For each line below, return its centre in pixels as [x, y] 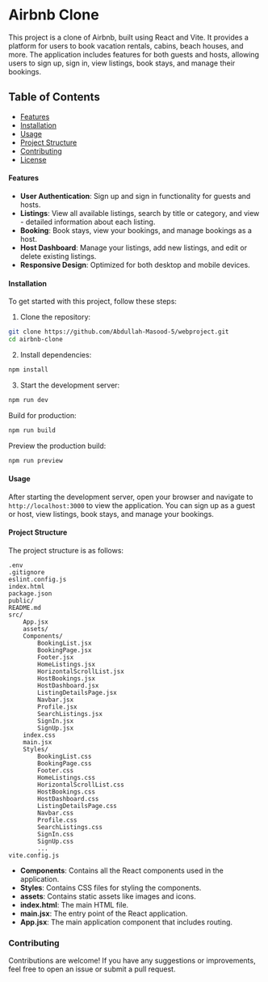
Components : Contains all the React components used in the [122, 870]
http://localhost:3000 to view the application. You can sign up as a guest [132, 505]
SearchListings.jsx [70, 713]
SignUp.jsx [56, 728]
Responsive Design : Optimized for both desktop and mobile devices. [135, 265]
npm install [28, 370]
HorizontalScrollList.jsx [81, 671]
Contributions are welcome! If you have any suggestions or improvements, [132, 961]
